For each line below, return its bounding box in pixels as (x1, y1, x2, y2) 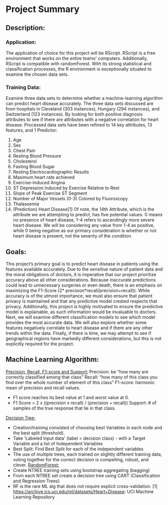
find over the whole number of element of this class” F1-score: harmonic (5, 379, 155, 385)
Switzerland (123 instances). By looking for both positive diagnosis (5, 111, 143, 117)
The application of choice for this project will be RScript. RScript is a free (5, 50, 155, 56)
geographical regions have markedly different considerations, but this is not (5, 335, 161, 341)
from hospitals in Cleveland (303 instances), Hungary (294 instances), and (5, 106, 159, 112)
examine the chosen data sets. (5, 71, 69, 77)
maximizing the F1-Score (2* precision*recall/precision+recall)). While (5, 287, 150, 293)
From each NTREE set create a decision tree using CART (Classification (12, 472, 160, 478)
